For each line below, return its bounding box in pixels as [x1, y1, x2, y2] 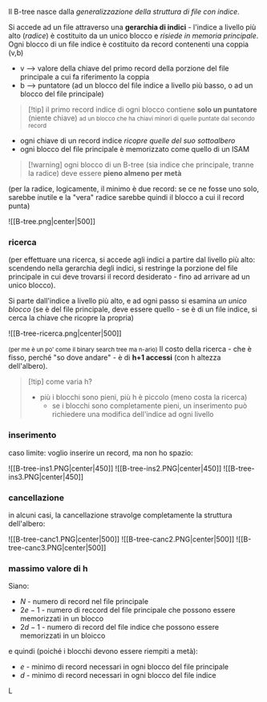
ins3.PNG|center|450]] [8, 471, 84, 481]
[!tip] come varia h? [27, 377, 92, 386]
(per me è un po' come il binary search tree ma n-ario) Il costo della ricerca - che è [8, 345, 253, 354]
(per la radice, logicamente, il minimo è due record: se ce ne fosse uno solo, [8, 184, 259, 194]
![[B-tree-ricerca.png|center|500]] [8, 329, 122, 338]
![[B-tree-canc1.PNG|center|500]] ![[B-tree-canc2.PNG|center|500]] [8, 534, 235, 544]
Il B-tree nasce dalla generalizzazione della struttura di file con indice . [8, 7, 241, 16]
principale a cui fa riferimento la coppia [19, 72, 150, 81]
